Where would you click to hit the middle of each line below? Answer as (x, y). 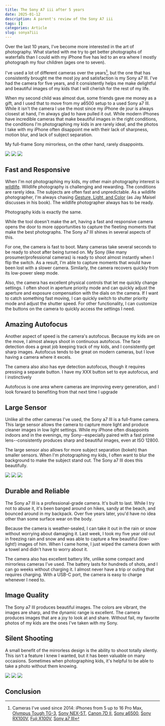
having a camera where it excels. (39, 357)
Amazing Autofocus (36, 324)
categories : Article (26, 28)
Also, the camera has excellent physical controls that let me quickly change (81, 283)
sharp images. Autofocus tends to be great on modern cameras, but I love (80, 352)
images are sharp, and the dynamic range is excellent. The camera (72, 612)
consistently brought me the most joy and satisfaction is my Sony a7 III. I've (81, 78)
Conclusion (23, 691)
